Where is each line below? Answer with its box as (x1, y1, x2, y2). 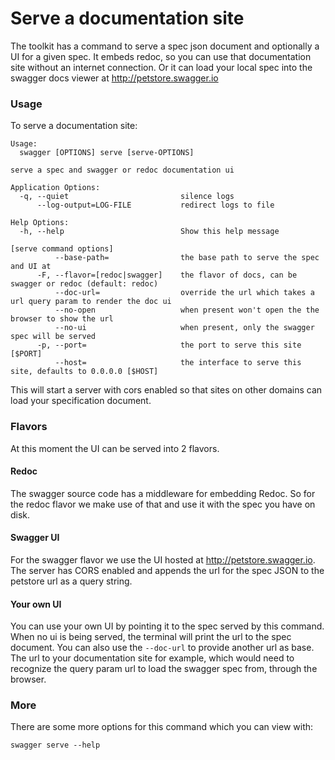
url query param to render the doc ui (10, 297, 172, 307)
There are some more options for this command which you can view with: (10, 721, 314, 733)
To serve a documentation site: (10, 120, 138, 132)
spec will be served (10, 332, 97, 342)
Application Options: (10, 183, 101, 193)
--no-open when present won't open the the (54, 305, 320, 316)
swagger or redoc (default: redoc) (10, 279, 159, 289)
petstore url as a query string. (10, 575, 133, 587)
